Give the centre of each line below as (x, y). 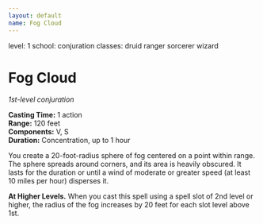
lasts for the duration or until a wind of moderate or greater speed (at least (130, 172)
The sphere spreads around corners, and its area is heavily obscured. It (125, 164)
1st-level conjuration (41, 99)
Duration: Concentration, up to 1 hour (69, 141)
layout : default (35, 15)
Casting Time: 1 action (46, 115)
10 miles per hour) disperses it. (59, 181)
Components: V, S (38, 132)
